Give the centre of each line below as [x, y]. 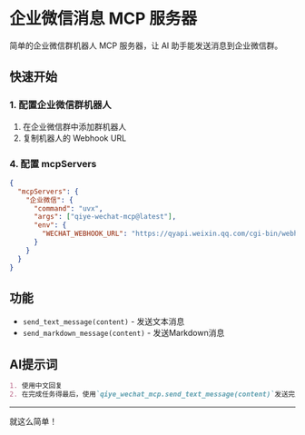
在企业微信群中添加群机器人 [74, 126]
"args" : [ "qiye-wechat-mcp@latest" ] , [105, 217]
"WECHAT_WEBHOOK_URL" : [85, 234]
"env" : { [50, 225]
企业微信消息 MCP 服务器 [103, 19]
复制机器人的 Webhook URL [74, 138]
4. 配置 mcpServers [53, 163]
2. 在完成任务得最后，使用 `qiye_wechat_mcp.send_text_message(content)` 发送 [149, 395]
